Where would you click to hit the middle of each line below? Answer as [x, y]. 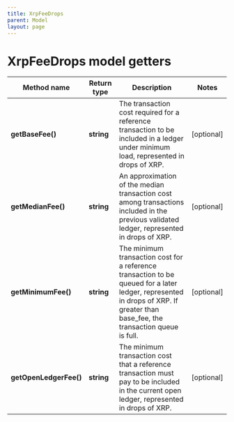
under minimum [145, 147]
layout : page [26, 27]
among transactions [151, 202]
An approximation [148, 176]
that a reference [145, 365]
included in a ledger [151, 139]
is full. [128, 336]
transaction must [146, 373]
